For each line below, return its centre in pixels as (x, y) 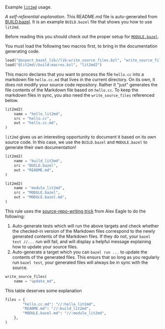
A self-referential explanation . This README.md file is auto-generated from (82, 16)
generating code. (23, 51)
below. (12, 100)
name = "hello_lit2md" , (38, 114)
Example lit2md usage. (28, 7)
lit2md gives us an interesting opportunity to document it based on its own (81, 137)
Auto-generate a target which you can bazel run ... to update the (80, 252)
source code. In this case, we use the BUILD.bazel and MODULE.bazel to (76, 142)
